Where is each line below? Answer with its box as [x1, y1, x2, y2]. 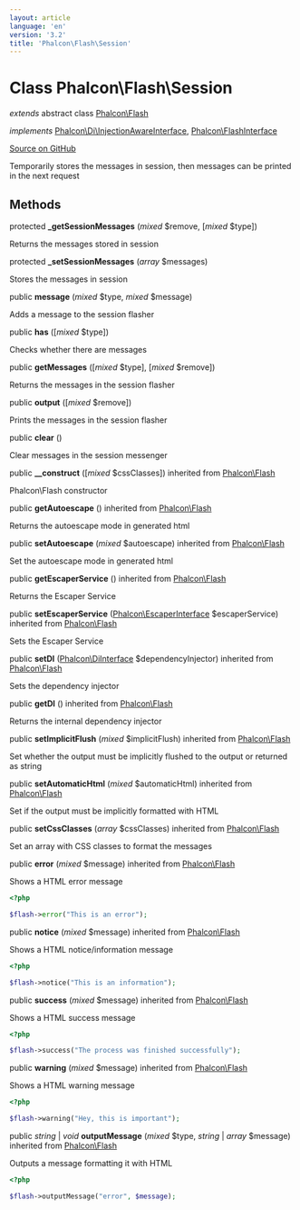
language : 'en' [9, 22, 67, 31]
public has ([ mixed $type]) [9, 326, 110, 337]
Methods [9, 196, 62, 212]
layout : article [9, 13, 71, 23]
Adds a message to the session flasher [9, 309, 155, 319]
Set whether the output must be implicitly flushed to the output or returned [9, 751, 288, 762]
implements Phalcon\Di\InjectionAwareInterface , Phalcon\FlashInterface [9, 125, 278, 136]
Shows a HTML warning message [9, 1080, 136, 1091]
